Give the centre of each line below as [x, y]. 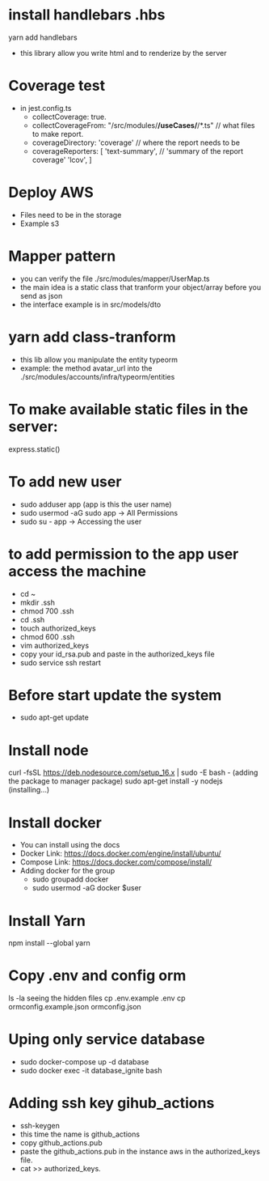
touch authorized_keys [58, 628]
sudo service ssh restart [60, 662]
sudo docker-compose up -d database [84, 1062]
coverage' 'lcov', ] [62, 159]
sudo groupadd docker [70, 879]
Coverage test [57, 86]
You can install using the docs [70, 845]
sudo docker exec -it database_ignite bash [91, 1071]
